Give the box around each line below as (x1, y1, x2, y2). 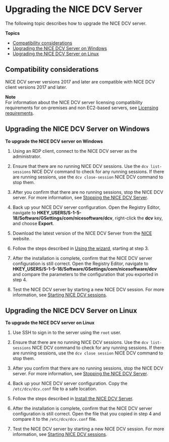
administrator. (12, 153, 41, 159)
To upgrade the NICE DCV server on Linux (5, 320, 95, 326)
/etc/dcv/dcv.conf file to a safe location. (12, 386, 97, 392)
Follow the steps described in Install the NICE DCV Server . (12, 395, 134, 402)
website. (12, 235, 31, 241)
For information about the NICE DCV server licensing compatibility (5, 99, 143, 105)
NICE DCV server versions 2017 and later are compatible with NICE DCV (5, 78, 155, 84)
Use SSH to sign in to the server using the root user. (12, 330, 122, 336)
